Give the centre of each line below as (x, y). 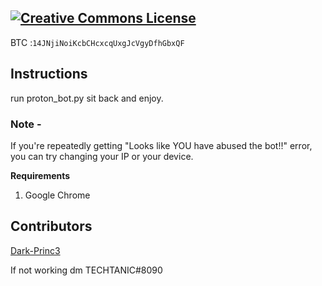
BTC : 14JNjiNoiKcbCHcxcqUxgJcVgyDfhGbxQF (97, 42)
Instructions (49, 74)
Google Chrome (57, 195)
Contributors (51, 226)
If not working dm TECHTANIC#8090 (86, 270)
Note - (26, 124)
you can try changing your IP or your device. (102, 156)
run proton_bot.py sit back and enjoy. (87, 98)
